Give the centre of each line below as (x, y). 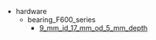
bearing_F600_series (61, 20)
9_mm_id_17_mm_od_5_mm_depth (93, 28)
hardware (31, 11)
